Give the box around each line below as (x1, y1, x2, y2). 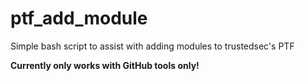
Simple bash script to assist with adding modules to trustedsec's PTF (10, 40, 295, 52)
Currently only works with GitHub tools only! (10, 59, 200, 71)
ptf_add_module (10, 7, 148, 30)
